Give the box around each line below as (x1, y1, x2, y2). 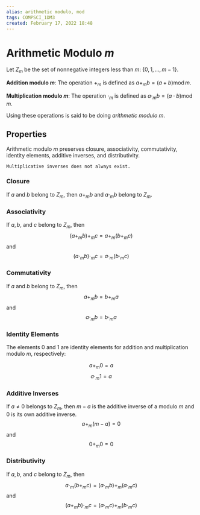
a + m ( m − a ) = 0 (81, 420, 121, 429)
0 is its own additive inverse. (6, 411, 77, 418)
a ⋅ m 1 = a (90, 373, 113, 381)
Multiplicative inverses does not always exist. (6, 163, 131, 169)
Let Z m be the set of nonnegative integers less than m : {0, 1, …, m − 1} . (6, 66, 179, 75)
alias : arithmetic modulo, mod (6, 8, 85, 15)
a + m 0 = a (89, 362, 114, 371)
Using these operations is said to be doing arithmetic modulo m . (6, 112, 166, 119)
